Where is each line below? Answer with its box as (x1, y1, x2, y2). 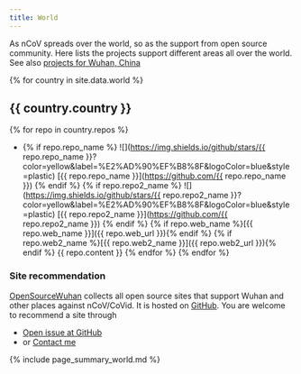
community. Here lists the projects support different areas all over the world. (9, 47, 293, 59)
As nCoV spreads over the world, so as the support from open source (9, 38, 268, 49)
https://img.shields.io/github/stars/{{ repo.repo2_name (25, 190, 229, 201)
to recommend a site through (9, 309, 117, 320)
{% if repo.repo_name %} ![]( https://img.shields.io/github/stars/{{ (22, 141, 266, 153)
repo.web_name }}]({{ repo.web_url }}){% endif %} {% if (22, 228, 233, 239)
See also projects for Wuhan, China (9, 57, 141, 68)
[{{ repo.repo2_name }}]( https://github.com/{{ (57, 209, 228, 220)
